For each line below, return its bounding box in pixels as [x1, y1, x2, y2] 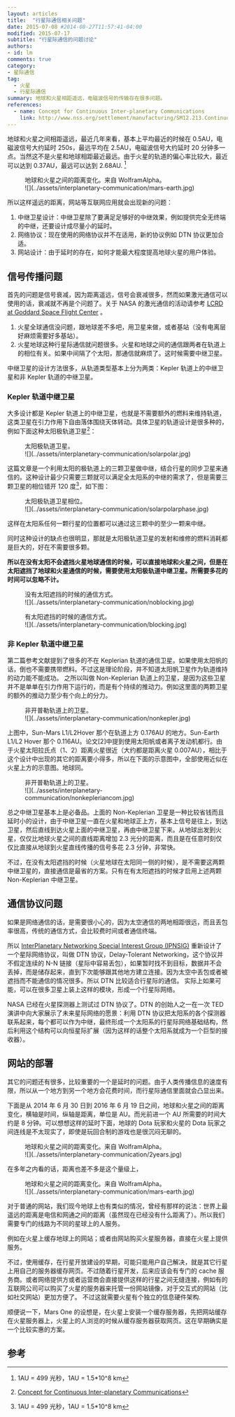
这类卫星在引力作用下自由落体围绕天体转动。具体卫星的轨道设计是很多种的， [7, 418, 228, 426]
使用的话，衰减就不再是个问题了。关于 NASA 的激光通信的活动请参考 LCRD [7, 299, 224, 308]
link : [20, 114, 36, 121]
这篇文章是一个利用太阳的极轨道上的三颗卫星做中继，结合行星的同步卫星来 [7, 464, 222, 473]
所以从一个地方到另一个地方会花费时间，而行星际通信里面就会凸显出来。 [19, 1086, 228, 1094]
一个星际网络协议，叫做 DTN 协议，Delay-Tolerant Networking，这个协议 [7, 950, 218, 958]
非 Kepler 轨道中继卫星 [7, 638, 84, 648]
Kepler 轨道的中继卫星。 [27, 372, 97, 382]
